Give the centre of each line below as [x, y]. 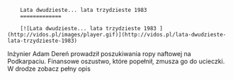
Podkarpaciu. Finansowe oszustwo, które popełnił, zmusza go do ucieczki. [116, 61]
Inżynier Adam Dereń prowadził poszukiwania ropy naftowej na [99, 54]
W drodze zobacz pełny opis [49, 69]
